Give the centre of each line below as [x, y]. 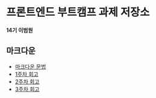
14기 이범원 [20, 30]
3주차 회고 [27, 89]
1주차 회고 [27, 74]
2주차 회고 [27, 81]
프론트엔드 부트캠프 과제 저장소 [78, 12]
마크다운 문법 [30, 66]
